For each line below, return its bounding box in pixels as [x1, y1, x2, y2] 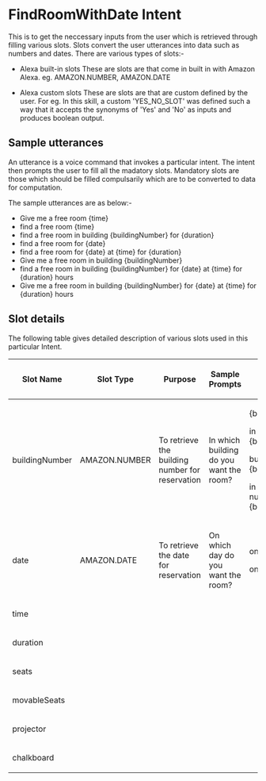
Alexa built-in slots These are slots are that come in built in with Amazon [19, 63, 256, 73]
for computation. [8, 183, 63, 192]
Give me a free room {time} [19, 213, 109, 223]
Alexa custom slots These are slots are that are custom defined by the [19, 87, 249, 97]
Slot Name [22, 373, 63, 384]
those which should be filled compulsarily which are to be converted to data [8, 174, 256, 183]
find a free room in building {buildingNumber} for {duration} [19, 230, 215, 240]
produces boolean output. [19, 113, 104, 122]
